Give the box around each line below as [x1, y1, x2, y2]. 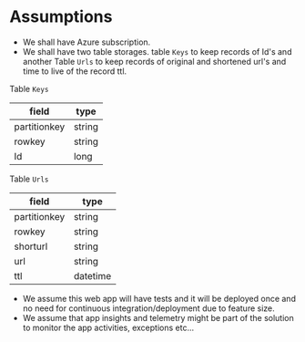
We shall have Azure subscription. [22, 36, 151, 47]
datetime [73, 269, 112, 282]
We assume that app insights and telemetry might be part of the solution [22, 312, 294, 323]
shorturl [14, 240, 48, 253]
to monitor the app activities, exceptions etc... [22, 322, 194, 333]
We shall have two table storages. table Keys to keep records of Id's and [22, 46, 292, 57]
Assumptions [9, 6, 113, 27]
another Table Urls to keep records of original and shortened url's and [22, 56, 287, 67]
